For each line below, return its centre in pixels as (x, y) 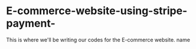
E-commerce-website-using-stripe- (97, 11)
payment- (31, 23)
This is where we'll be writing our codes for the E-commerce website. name (98, 40)
